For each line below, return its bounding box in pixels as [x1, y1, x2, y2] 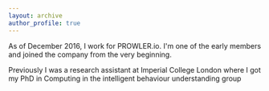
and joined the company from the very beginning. [8, 49, 173, 59]
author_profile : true [8, 19, 81, 27]
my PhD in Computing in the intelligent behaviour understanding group [8, 73, 242, 83]
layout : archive [8, 11, 63, 20]
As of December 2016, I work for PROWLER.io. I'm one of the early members [8, 41, 262, 50]
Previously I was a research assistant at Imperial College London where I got [8, 65, 261, 74]
